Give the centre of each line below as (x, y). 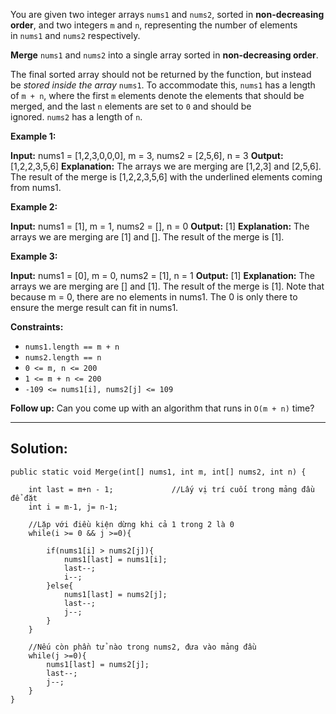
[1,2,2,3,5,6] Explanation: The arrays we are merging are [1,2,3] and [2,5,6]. (166, 166)
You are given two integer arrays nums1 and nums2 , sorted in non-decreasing (167, 14)
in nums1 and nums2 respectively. (75, 35)
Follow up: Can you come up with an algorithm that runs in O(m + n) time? (162, 408)
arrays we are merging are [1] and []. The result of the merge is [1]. (147, 237)
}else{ (60, 585)
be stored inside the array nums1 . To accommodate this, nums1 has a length (163, 85)
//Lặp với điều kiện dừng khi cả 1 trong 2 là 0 (131, 524)
